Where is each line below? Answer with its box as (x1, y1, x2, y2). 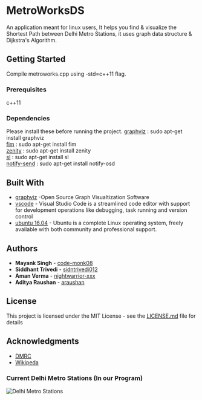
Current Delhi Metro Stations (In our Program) (6, 373, 143, 382)
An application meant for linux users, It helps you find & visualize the (6, 24, 177, 31)
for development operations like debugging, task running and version (15, 206, 187, 214)
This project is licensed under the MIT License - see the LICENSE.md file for (6, 312, 196, 320)
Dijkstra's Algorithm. (6, 36, 57, 44)
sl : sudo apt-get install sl (6, 154, 69, 161)
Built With (6, 177, 44, 188)
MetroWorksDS (6, 4, 85, 18)
